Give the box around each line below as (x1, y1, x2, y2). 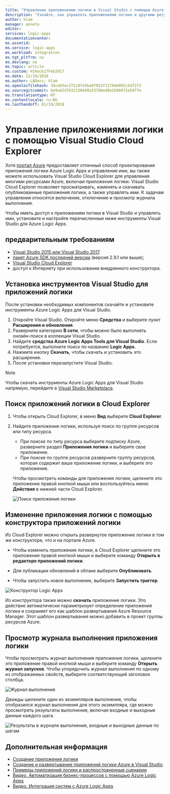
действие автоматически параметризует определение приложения (5, 603, 152, 609)
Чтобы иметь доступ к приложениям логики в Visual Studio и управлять (5, 210, 161, 216)
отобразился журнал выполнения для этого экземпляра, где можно (5, 702, 153, 708)
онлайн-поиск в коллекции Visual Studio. (12, 332, 101, 339)
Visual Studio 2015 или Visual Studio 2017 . (12, 249, 101, 255)
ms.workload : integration (5, 50, 60, 55)
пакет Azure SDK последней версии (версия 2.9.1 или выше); (12, 254, 144, 260)
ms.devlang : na (5, 59, 37, 65)
